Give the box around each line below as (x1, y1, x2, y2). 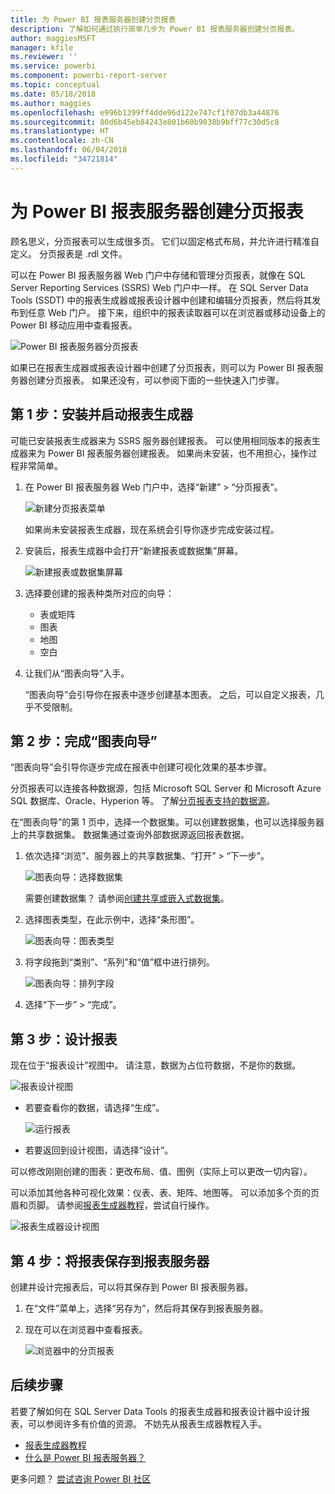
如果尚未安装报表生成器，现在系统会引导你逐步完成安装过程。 (24, 523, 280, 535)
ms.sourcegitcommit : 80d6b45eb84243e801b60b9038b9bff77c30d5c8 (10, 117, 280, 127)
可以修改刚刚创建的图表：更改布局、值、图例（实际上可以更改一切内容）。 (10, 1166, 313, 1178)
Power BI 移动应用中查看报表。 (10, 319, 138, 331)
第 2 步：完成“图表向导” (10, 732, 158, 750)
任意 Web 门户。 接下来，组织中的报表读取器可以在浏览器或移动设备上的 (27, 306, 326, 318)
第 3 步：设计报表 (10, 1031, 118, 1048)
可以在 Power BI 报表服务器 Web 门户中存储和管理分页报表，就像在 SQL (10, 269, 306, 281)
